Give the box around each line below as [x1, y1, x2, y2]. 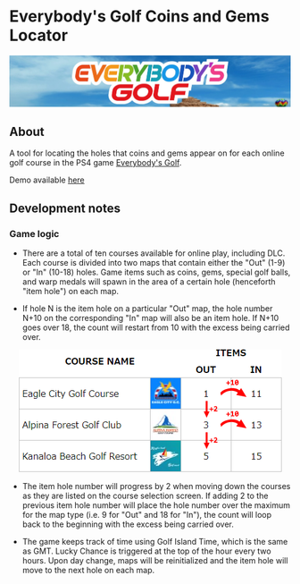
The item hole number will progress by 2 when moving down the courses [21, 481, 291, 492]
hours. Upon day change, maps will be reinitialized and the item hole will [21, 555, 288, 566]
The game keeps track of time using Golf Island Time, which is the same [21, 537, 288, 547]
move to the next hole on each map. [21, 565, 155, 576]
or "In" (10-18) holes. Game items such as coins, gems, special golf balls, [21, 267, 291, 278]
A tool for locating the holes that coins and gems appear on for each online [9, 148, 285, 158]
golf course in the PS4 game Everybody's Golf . [9, 157, 182, 168]
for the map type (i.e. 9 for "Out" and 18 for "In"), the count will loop [21, 510, 272, 521]
